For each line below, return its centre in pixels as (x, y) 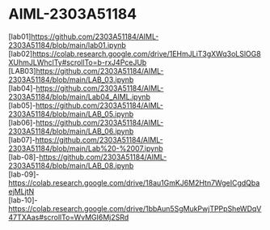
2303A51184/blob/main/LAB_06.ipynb (71, 131)
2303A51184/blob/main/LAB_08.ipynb (71, 165)
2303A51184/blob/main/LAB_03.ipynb (71, 79)
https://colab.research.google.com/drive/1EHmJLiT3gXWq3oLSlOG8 (146, 53)
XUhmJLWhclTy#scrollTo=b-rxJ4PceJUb (78, 62)
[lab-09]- (24, 174)
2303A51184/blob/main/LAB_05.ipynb (71, 113)
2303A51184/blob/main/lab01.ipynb (67, 45)
